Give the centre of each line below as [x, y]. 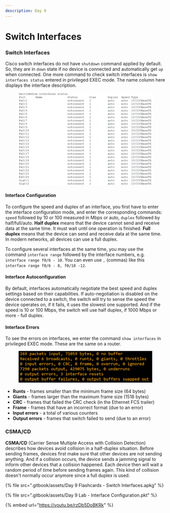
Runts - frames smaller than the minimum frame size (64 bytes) [79, 391]
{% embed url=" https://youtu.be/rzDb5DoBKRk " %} [59, 505]
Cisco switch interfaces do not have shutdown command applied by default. [84, 64]
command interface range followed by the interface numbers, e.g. [75, 254]
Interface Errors [22, 327]
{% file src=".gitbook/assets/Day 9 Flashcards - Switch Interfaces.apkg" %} [84, 485]
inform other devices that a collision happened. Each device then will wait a [84, 465]
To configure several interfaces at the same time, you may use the [74, 249]
